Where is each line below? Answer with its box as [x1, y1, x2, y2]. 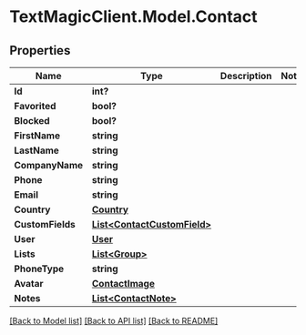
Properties [9, 43, 71, 58]
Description [219, 70, 272, 82]
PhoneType [14, 262, 65, 275]
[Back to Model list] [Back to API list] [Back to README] [9, 316, 219, 326]
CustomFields [14, 218, 76, 230]
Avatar [14, 278, 44, 289]
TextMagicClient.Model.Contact [9, 6, 258, 27]
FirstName [14, 129, 61, 142]
